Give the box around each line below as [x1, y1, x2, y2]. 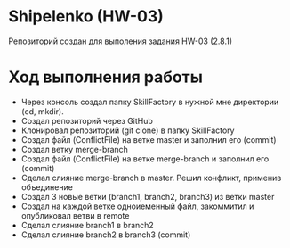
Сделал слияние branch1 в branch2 [20, 219, 155, 230]
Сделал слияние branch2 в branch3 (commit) [20, 229, 191, 240]
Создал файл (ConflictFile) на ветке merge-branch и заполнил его [20, 153, 270, 164]
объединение [20, 181, 73, 193]
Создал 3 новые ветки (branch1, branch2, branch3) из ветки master [20, 191, 275, 202]
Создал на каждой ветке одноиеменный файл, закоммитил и [20, 201, 254, 211]
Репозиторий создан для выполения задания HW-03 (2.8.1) [8, 36, 233, 46]
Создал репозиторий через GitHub [20, 115, 153, 126]
